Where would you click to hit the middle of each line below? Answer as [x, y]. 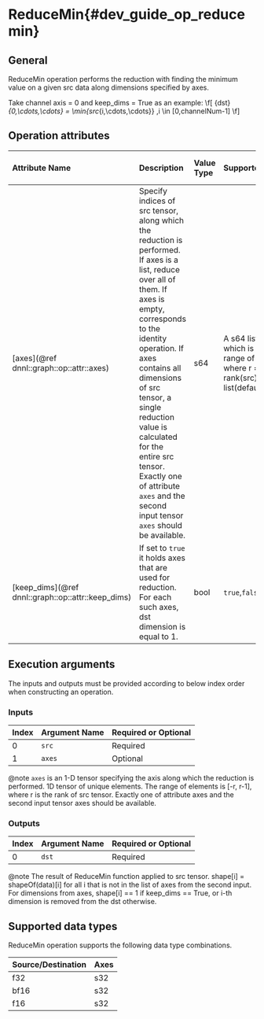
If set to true [162, 548]
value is [153, 426]
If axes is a [158, 260]
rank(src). [242, 378]
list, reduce [159, 269]
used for [154, 578]
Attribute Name [42, 168]
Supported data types [63, 926]
